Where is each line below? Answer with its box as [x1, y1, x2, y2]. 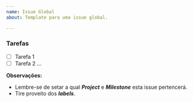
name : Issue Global [6, 8, 55, 15]
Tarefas [6, 40, 29, 48]
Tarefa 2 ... [14, 59, 42, 67]
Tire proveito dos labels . [14, 89, 76, 97]
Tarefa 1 [14, 53, 35, 60]
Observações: [6, 71, 42, 79]
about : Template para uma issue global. [6, 14, 109, 20]
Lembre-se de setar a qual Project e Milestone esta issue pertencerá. [14, 83, 188, 91]
